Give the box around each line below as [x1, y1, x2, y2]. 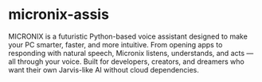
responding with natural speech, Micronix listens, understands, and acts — [8, 48, 254, 58]
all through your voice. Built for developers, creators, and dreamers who [8, 57, 244, 66]
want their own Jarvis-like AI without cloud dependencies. [8, 65, 199, 74]
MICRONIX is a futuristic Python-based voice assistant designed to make [8, 32, 248, 41]
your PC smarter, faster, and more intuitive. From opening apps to [8, 39, 223, 49]
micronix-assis [8, 6, 110, 24]
